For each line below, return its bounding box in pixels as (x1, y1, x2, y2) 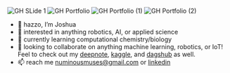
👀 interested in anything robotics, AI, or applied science (17, 28, 179, 36)
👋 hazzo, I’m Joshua (17, 20, 77, 28)
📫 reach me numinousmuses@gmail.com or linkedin (17, 58, 171, 66)
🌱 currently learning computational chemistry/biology (17, 35, 172, 44)
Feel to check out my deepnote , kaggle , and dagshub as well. (17, 50, 196, 58)
